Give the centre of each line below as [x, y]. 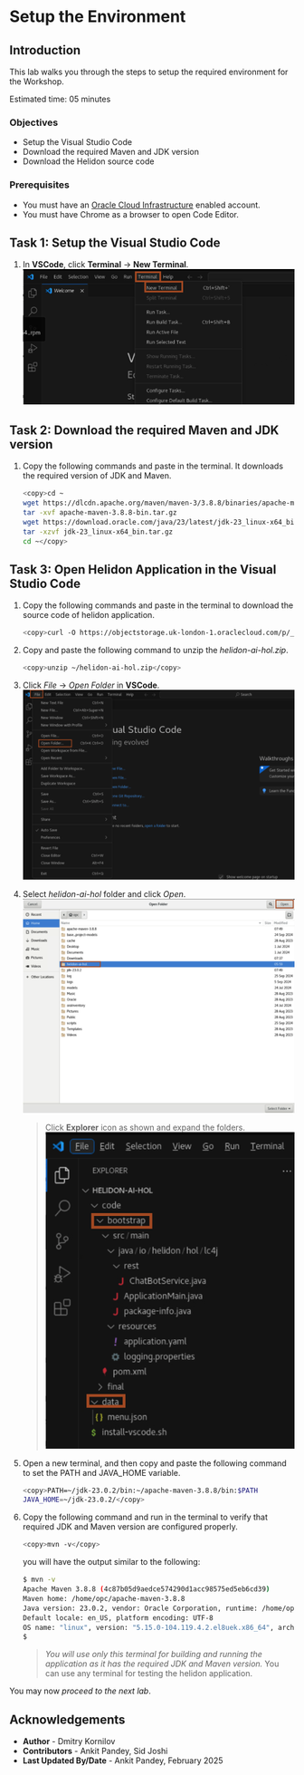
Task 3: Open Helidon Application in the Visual [143, 569]
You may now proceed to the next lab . [80, 1691]
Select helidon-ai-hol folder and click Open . [104, 894]
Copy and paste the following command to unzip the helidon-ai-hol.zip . [155, 651]
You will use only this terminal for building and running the [153, 1654]
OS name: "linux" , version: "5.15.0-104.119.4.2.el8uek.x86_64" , [148, 1627]
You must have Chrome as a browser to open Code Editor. [131, 214]
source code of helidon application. [89, 615]
